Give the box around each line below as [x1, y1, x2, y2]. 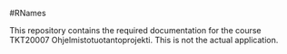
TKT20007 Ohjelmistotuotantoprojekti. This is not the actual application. [9, 35, 279, 45]
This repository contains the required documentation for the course [9, 25, 262, 35]
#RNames [9, 8, 47, 18]
